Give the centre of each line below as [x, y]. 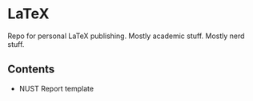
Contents [31, 70]
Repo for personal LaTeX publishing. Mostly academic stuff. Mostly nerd [126, 36]
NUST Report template [56, 88]
